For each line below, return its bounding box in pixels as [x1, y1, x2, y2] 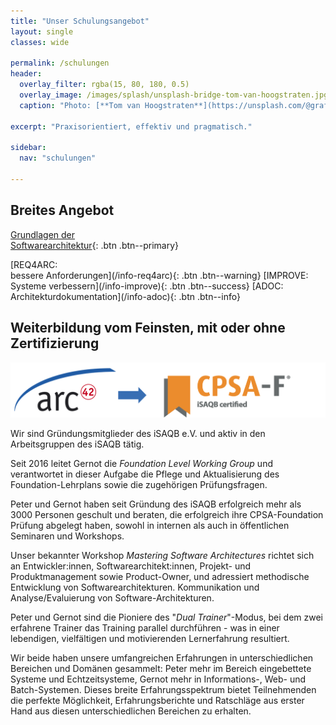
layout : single [10, 26, 74, 37]
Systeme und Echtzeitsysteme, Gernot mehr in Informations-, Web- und [10, 673, 307, 685]
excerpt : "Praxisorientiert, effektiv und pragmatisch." [10, 121, 253, 132]
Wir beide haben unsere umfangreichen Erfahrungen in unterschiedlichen [10, 652, 314, 664]
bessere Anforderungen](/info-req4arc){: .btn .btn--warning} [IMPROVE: [10, 269, 309, 281]
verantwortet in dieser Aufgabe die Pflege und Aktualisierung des [10, 468, 280, 480]
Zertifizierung [10, 335, 100, 352]
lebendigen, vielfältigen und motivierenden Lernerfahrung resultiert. [10, 633, 290, 645]
